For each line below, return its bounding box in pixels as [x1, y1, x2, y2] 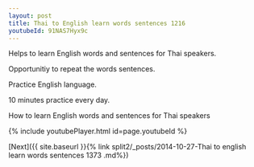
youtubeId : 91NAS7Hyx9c [8, 26, 89, 35]
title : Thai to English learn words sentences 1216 [8, 19, 185, 27]
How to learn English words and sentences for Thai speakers [8, 111, 211, 120]
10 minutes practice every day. [8, 96, 110, 105]
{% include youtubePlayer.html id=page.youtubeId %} [8, 126, 188, 136]
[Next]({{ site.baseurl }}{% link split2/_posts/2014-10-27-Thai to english [8, 142, 247, 152]
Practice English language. [8, 79, 97, 89]
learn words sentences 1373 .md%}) [8, 150, 129, 161]
